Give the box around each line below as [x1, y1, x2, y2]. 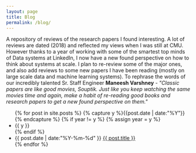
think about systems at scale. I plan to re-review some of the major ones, [6, 61, 183, 68]
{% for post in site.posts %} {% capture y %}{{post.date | [14, 109, 154, 117]
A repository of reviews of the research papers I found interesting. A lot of [6, 36, 185, 43]
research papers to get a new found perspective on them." [6, 98, 148, 105]
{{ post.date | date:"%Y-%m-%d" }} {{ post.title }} [14, 135, 136, 142]
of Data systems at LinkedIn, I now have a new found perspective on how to [6, 54, 190, 62]
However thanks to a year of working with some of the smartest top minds [6, 48, 185, 55]
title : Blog [6, 14, 35, 20]
